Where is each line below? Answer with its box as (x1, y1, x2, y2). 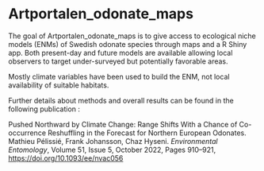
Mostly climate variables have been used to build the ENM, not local (8, 72, 230, 81)
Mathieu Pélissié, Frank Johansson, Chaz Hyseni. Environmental (8, 136, 218, 146)
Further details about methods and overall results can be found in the (8, 95, 234, 105)
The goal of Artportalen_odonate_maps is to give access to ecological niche (8, 31, 256, 41)
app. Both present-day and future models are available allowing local (8, 48, 233, 57)
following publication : (8, 104, 81, 114)
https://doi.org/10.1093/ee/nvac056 (8, 153, 124, 163)
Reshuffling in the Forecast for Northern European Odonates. (47, 128, 247, 138)
